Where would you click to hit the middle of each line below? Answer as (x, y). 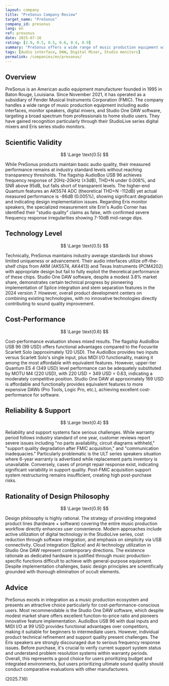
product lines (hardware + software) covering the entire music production (81, 523)
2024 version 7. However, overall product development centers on (74, 293)
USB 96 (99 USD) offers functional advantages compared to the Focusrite (82, 347)
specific (14, 561)
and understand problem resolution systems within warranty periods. (77, 653)
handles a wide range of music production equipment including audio (77, 105)
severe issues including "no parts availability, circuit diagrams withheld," (80, 443)
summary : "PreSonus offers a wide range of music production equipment (82, 47)
